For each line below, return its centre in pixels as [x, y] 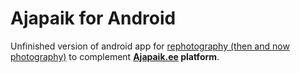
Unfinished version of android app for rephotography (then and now [150, 46]
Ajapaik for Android [93, 18]
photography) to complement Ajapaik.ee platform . [115, 56]
